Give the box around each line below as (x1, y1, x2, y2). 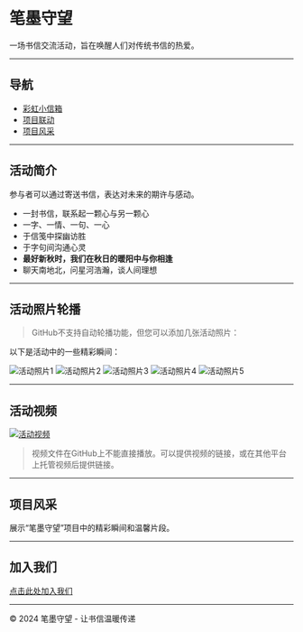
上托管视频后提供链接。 (31, 460, 119, 470)
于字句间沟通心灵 (22, 241, 87, 253)
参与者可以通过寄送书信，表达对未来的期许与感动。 (9, 189, 199, 200)
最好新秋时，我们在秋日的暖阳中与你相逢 (22, 253, 173, 264)
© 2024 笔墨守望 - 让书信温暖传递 (9, 613, 136, 624)
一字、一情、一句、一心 (22, 218, 110, 230)
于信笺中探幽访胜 (22, 230, 87, 241)
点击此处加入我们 (9, 585, 73, 596)
